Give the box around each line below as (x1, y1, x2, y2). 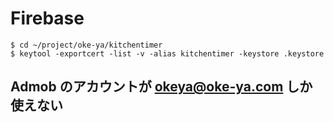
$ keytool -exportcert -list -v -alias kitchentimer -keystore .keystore (10, 48, 325, 59)
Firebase (10, 7, 85, 30)
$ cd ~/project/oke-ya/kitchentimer (10, 40, 163, 50)
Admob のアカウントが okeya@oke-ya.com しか (10, 78, 313, 96)
